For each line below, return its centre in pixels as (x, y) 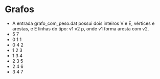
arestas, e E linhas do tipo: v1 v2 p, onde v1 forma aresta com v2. (81, 28)
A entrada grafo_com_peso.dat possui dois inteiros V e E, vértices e (83, 23)
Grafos (19, 9)
